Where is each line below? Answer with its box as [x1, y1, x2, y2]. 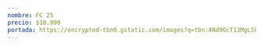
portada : [7, 26, 36, 34]
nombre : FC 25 [7, 11, 54, 19]
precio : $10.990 [7, 19, 61, 27]
